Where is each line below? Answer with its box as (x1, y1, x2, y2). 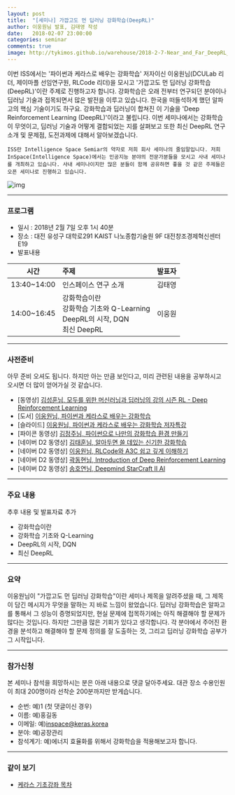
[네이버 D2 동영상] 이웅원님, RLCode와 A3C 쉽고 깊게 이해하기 (17, 447, 189, 455)
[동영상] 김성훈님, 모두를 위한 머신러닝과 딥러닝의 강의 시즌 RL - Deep (17, 396, 208, 404)
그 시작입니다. (7, 635, 45, 644)
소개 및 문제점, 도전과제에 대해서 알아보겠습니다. (7, 130, 138, 139)
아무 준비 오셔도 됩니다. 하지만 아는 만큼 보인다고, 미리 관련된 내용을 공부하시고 (7, 372, 222, 380)
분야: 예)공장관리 (17, 728, 64, 737)
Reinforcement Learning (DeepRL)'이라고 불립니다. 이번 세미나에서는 (7, 113, 199, 121)
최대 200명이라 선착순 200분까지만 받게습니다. (14, 687, 142, 696)
